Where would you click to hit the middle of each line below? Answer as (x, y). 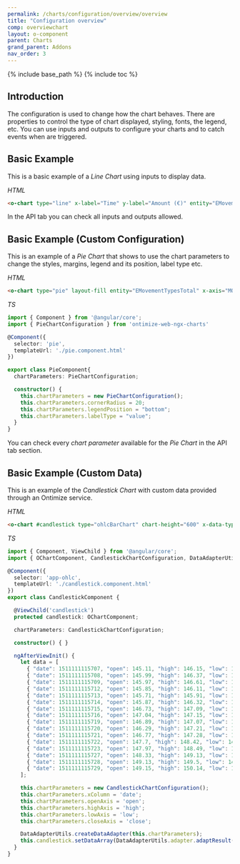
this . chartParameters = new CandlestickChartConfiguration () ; (115, 788)
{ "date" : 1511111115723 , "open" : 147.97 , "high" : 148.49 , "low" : (127, 748)
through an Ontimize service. (50, 498)
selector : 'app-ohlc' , (47, 578)
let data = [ (40, 662)
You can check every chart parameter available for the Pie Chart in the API (117, 443)
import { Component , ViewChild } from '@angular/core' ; (92, 551)
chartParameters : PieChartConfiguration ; (76, 377)
